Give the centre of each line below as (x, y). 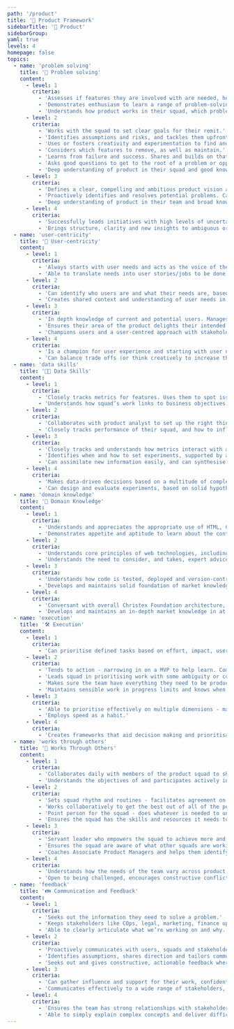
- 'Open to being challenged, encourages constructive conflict (133, 878)
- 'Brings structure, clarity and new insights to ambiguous (128, 228)
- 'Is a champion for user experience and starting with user (130, 352)
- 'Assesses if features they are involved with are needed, (128, 99)
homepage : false (31, 53)
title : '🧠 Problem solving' (60, 72)
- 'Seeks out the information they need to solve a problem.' (130, 917)
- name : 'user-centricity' (53, 235)
